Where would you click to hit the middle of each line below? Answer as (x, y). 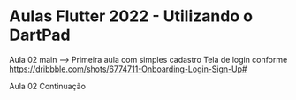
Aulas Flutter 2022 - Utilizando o (131, 16)
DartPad (40, 35)
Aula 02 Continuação (48, 86)
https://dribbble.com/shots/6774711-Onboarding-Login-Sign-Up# (128, 69)
